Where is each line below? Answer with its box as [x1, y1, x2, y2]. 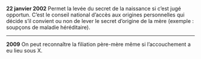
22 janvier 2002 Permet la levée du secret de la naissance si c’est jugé [6, 5, 181, 12]
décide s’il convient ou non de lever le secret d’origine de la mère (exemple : [6, 18, 194, 24]
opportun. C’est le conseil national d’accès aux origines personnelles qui [6, 11, 185, 18]
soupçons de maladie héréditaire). [6, 24, 91, 31]
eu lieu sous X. [6, 47, 43, 54]
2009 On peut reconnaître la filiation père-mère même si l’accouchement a [6, 41, 191, 48]
